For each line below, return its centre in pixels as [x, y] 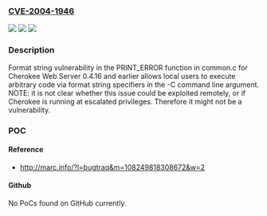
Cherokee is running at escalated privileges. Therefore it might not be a [125, 101]
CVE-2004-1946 [41, 11]
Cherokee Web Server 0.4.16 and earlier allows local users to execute [122, 76]
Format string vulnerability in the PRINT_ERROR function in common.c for [128, 67]
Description [31, 50]
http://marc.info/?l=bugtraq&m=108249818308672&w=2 [112, 167]
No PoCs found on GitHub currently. [67, 203]
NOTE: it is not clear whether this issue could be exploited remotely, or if [127, 92]
